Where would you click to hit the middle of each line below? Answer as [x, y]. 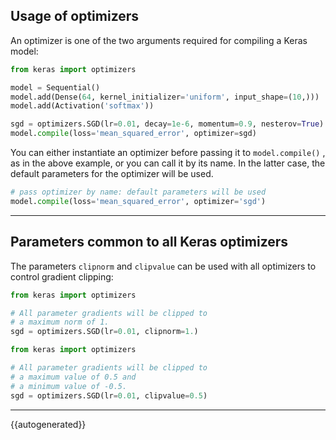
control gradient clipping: [62, 276]
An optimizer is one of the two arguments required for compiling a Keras [159, 40]
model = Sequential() [55, 87]
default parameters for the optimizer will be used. [112, 174]
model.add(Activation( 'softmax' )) [82, 106]
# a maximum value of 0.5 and [73, 377]
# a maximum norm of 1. [60, 322]
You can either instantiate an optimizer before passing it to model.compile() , [168, 153]
